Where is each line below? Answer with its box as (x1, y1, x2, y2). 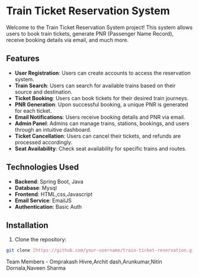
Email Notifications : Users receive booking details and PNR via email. (14, 113, 185, 120)
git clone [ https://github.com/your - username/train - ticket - (6, 247, 158, 253)
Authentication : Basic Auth (14, 203, 82, 210)
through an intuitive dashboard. (14, 126, 92, 133)
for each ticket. (14, 107, 52, 114)
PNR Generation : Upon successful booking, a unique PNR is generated (14, 101, 188, 108)
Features (6, 53, 40, 63)
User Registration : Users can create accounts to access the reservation (14, 69, 191, 77)
